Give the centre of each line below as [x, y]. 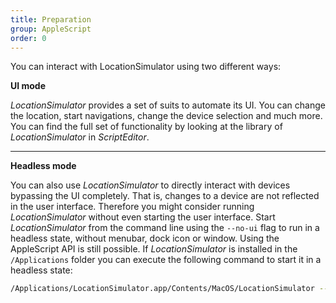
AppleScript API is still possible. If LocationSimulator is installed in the [154, 249]
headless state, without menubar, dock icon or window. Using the [145, 238]
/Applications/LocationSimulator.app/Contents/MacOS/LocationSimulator [162, 289]
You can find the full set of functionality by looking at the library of [146, 127]
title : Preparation [51, 19]
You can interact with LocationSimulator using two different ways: [146, 67]
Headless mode [43, 166]
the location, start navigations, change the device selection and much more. [166, 116]
